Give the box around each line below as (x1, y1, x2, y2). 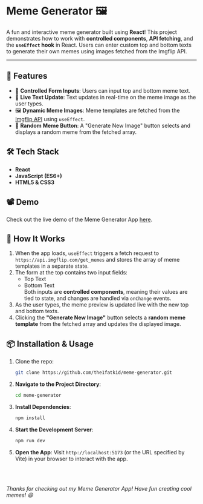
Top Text (24, 276, 47, 283)
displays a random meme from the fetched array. (14, 128, 137, 136)
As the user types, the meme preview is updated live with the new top (14, 301, 189, 308)
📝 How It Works (6, 233, 65, 244)
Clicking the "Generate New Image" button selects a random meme (14, 314, 186, 321)
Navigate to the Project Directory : (14, 380, 101, 388)
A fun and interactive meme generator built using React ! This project (6, 28, 177, 36)
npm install (14, 415, 45, 421)
